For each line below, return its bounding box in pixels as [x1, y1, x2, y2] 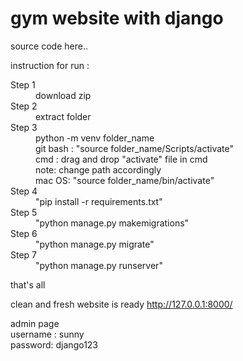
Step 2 [10, 100, 38, 112]
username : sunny [10, 328, 85, 340]
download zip [35, 89, 92, 101]
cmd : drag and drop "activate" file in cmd [35, 153, 208, 165]
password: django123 [10, 338, 99, 351]
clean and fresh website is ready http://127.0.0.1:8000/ [10, 298, 233, 310]
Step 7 [10, 248, 38, 261]
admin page [10, 317, 60, 329]
